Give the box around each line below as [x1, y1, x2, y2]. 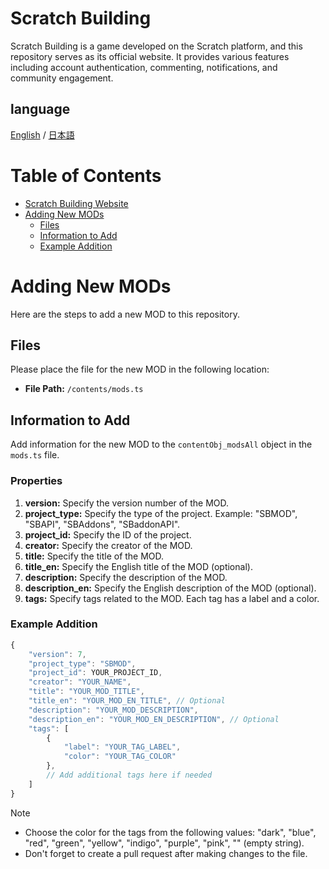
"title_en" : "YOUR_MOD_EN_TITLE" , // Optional [28, 696, 226, 706]
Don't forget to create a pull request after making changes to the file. [24, 847, 308, 859]
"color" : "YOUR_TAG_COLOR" [63, 752, 177, 762]
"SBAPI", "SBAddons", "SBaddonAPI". [24, 518, 181, 530]
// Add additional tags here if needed [46, 770, 213, 781]
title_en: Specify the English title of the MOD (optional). [24, 560, 253, 572]
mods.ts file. [10, 449, 60, 461]
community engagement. [10, 72, 114, 84]
